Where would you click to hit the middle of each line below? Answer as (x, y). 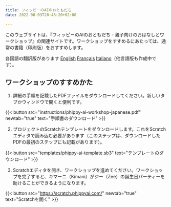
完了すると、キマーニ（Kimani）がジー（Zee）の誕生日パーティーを (93, 177)
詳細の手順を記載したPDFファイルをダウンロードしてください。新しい (87, 96)
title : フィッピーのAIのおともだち (38, 10)
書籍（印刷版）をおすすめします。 (50, 47)
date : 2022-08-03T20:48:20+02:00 (41, 15)
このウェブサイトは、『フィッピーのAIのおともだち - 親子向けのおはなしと (83, 34)
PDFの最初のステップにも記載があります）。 (59, 142)
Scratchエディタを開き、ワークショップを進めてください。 (74, 170)
